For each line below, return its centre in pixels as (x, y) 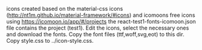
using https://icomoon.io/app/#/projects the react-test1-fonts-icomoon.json (101, 21)
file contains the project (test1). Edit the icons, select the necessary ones (98, 28)
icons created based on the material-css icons (65, 9)
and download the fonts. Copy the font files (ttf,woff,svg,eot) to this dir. (96, 34)
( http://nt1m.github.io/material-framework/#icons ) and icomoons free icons (101, 15)
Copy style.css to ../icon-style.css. (50, 41)
